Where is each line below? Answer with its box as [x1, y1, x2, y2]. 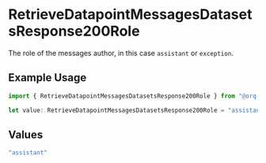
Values [8, 128, 44, 141]
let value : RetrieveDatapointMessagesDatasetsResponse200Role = [8, 106, 225, 114]
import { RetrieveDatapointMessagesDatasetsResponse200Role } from [8, 92, 236, 100]
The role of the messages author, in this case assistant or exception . [8, 48, 234, 57]
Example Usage [8, 71, 87, 84]
